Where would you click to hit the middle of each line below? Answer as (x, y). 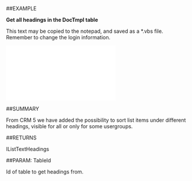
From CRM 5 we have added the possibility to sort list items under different (96, 120)
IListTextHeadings (28, 149)
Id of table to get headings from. (45, 172)
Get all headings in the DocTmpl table (52, 20)
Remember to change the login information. (58, 37)
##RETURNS (21, 138)
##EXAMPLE (21, 8)
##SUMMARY (23, 109)
